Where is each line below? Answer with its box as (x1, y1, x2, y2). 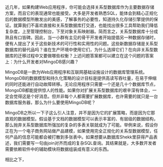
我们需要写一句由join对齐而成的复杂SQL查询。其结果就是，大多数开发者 (13, 140, 157, 146)
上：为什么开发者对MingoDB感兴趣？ (5, 59, 79, 65)
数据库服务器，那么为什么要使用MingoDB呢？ (5, 100, 96, 105)
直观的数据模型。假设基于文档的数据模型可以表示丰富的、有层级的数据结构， (5, 116, 158, 121)
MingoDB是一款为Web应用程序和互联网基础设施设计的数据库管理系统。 (5, 69, 147, 75)
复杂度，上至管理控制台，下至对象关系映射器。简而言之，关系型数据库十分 (5, 29, 154, 34)
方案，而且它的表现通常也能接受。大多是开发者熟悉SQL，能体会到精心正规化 (5, 10, 158, 16)
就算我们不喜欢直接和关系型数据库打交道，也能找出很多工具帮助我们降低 (13, 22, 158, 28)
